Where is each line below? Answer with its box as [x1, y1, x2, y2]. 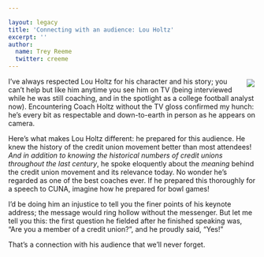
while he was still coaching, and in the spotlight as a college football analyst [8, 94, 255, 102]
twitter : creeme [15, 55, 69, 63]
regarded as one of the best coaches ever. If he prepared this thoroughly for [8, 176, 256, 185]
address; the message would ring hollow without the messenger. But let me [8, 208, 253, 217]
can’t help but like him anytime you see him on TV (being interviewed [8, 85, 232, 95]
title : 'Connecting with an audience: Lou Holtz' [8, 25, 175, 34]
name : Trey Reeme [15, 48, 73, 56]
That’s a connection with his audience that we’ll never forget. [8, 240, 206, 249]
